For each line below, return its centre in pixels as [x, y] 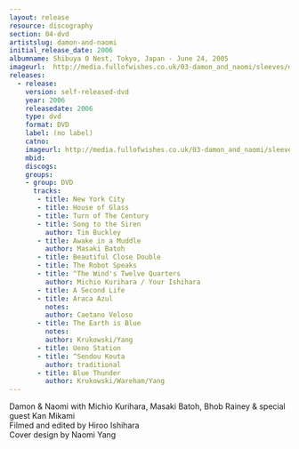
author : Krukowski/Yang [89, 340]
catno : [37, 141]
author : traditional [83, 365]
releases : [28, 76]
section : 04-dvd [39, 34]
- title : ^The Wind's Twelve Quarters [109, 274]
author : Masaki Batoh [85, 249]
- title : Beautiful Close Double [99, 257]
